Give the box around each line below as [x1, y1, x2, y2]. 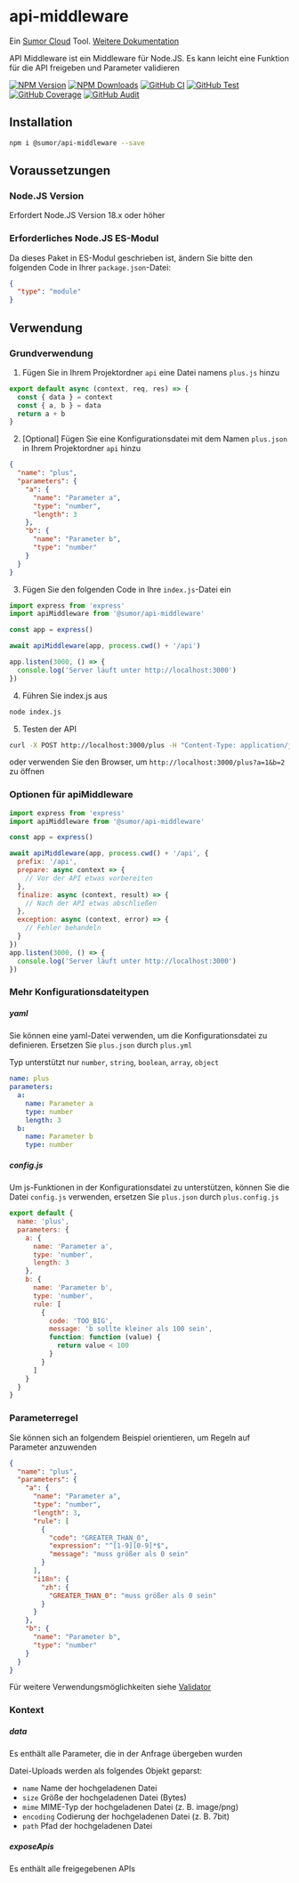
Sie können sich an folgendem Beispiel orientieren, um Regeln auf [9, 1432, 251, 1443]
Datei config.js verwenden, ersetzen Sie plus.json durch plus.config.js [9, 1192, 279, 1202]
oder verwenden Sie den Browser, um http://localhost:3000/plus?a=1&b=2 [9, 756, 286, 767]
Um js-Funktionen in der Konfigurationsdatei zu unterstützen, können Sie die [9, 1182, 290, 1193]
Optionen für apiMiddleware [9, 788, 133, 801]
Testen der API [21, 723, 77, 734]
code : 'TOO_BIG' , [48, 1316, 114, 1325]
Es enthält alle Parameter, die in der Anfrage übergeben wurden [9, 1749, 243, 1759]
